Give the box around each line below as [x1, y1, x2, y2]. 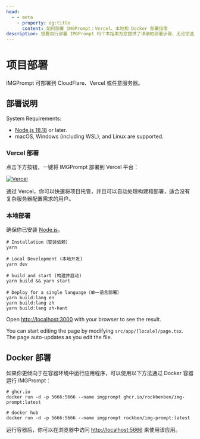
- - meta [11, 14, 33, 20]
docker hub [11, 410, 39, 416]
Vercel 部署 [6, 149, 39, 157]
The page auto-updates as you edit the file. [6, 334, 112, 341]
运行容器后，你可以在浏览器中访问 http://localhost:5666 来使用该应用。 [6, 426, 181, 434]
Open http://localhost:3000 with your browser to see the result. [6, 316, 162, 323]
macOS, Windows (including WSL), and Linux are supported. [14, 133, 164, 140]
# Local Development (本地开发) [6, 256, 83, 262]
